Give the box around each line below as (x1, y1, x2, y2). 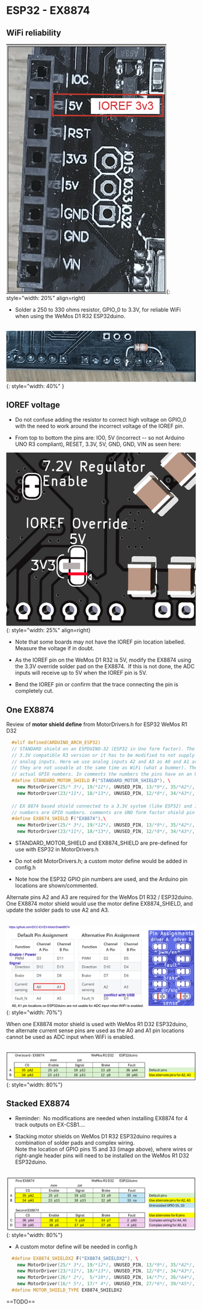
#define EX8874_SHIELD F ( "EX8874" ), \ (11, 816, 106, 822)
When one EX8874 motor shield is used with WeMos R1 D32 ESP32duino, (6, 1021, 188, 1028)
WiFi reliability (6, 28, 61, 38)
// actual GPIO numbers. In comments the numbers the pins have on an (11, 771, 192, 777)
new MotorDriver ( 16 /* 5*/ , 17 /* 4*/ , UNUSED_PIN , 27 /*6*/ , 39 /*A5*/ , (17, 1281, 195, 1287)
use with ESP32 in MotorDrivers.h (14, 846, 99, 853)
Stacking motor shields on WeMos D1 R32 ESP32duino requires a (14, 1132, 177, 1139)
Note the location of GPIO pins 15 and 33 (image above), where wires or (14, 1145, 193, 1153)
